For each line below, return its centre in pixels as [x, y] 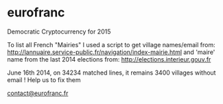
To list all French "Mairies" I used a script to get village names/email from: [111, 44]
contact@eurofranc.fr [38, 93]
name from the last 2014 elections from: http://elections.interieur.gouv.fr [109, 59]
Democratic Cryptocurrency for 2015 [59, 31]
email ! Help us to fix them [44, 79]
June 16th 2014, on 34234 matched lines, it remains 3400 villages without [111, 73]
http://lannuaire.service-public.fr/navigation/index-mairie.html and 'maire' [111, 52]
